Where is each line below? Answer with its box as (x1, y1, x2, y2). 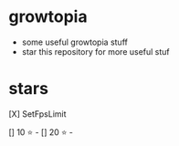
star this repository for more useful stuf (21, 46, 170, 57)
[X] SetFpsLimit (8, 108, 67, 120)
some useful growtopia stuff (21, 36, 129, 47)
